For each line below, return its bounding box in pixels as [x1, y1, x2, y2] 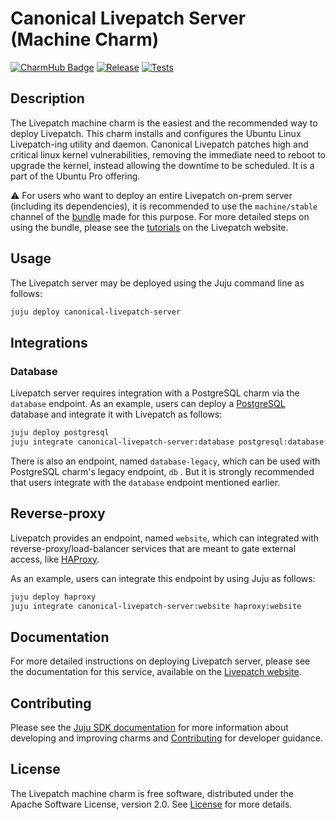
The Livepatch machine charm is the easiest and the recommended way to [10, 117, 318, 129]
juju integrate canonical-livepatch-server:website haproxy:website [10, 601, 302, 611]
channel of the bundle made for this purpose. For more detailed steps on [10, 210, 310, 222]
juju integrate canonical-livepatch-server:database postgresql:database [10, 437, 325, 447]
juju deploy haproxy [10, 592, 97, 602]
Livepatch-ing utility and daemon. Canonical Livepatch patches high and [10, 138, 309, 150]
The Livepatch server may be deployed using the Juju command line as [10, 277, 305, 289]
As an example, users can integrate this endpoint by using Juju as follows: [10, 572, 316, 584]
